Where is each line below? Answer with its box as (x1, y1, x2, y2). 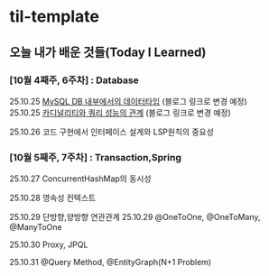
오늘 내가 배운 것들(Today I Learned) (9, 44, 207, 60)
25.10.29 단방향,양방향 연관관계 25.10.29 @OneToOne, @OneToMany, (9, 212, 261, 223)
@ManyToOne (9, 222, 62, 233)
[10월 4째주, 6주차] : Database (9, 74, 140, 87)
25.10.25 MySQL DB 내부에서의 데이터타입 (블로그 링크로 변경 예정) (9, 96, 248, 106)
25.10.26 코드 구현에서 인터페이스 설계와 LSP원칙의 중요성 (9, 126, 214, 137)
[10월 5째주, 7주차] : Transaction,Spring (9, 151, 182, 163)
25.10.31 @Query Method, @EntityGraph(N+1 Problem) (9, 257, 212, 268)
